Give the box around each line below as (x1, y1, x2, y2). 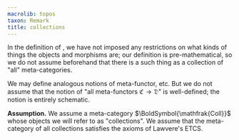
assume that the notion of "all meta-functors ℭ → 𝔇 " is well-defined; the (7, 87, 220, 96)
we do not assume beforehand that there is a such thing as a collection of (7, 58, 224, 67)
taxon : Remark (7, 17, 50, 24)
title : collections (7, 23, 66, 31)
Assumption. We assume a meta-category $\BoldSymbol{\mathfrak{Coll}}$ (7, 109, 231, 118)
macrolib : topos (7, 10, 56, 18)
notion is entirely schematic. (7, 95, 91, 104)
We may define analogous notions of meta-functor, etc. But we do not (7, 80, 213, 88)
